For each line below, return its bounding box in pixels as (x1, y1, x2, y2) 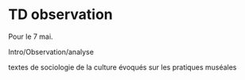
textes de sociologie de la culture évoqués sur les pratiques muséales (8, 62, 237, 72)
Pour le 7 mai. (8, 32, 53, 41)
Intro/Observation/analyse (8, 47, 94, 56)
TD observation (8, 6, 113, 24)
